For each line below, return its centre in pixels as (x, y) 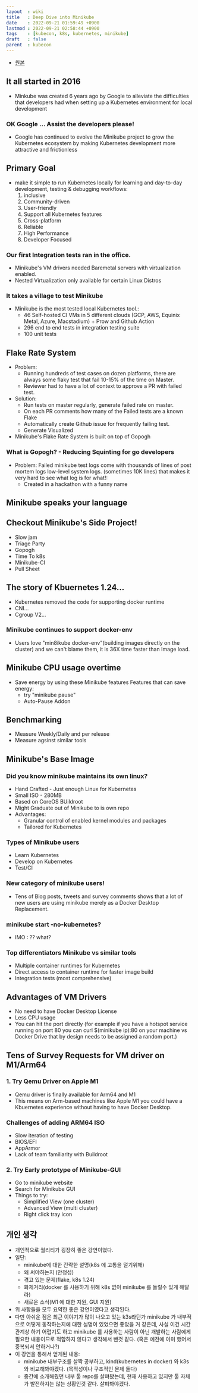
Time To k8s (30, 556)
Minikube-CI (30, 562)
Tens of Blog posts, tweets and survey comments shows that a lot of (99, 896)
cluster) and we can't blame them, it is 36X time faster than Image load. (102, 649)
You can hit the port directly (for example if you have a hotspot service (101, 1024)
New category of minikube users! (56, 883)
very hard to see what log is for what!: (61, 478)
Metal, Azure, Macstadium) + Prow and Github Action (89, 321)
